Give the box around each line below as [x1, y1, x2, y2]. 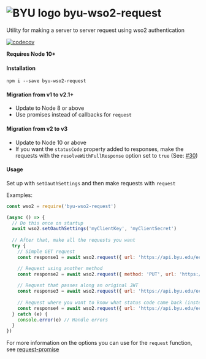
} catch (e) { [12, 311, 48, 317]
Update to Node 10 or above [15, 139, 87, 146]
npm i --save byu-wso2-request [6, 78, 86, 84]
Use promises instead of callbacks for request [15, 111, 132, 118]
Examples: [6, 191, 32, 199]
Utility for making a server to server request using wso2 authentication [6, 26, 185, 34]
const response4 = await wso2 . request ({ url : [17, 305, 136, 311]
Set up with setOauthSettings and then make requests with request [6, 179, 176, 187]
